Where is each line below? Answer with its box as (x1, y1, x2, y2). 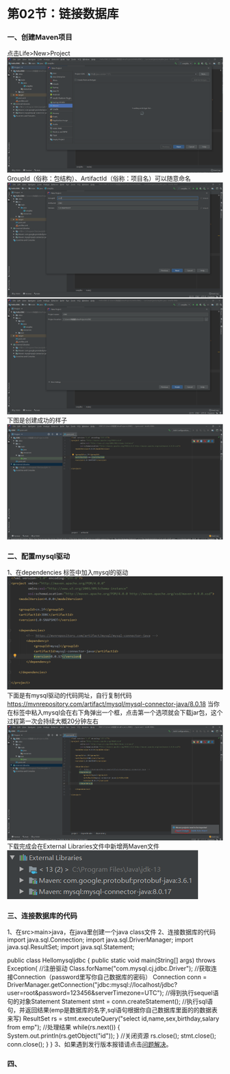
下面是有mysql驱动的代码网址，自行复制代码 (7, 691, 132, 700)
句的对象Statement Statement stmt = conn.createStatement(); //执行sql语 (7, 997, 214, 1005)
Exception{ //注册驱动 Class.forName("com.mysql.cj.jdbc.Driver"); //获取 (7, 964, 212, 972)
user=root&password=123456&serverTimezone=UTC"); (7, 989, 164, 997)
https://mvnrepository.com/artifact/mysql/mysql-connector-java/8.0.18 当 (7, 700, 214, 708)
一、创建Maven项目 (7, 32, 73, 42)
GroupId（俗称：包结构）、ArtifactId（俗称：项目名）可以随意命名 (7, 174, 191, 182)
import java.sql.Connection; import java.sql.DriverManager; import (7, 935, 194, 944)
